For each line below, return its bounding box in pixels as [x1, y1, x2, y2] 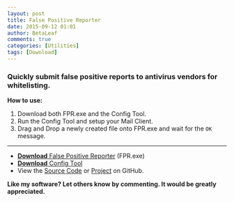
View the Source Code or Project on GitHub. [17, 167, 144, 175]
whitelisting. [7, 81, 51, 90]
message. [17, 132, 46, 140]
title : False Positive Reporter [7, 17, 101, 24]
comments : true [7, 36, 52, 43]
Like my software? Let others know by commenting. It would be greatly [7, 180, 217, 188]
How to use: [7, 96, 43, 105]
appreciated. [7, 187, 45, 196]
